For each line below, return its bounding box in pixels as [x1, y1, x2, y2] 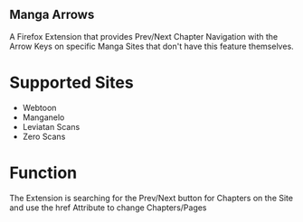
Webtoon [22, 102, 57, 113]
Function [9, 162, 78, 183]
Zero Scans [22, 131, 66, 142]
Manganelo [22, 112, 65, 123]
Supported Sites [9, 72, 134, 93]
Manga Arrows [9, 7, 95, 23]
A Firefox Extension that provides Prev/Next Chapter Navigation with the [9, 31, 279, 42]
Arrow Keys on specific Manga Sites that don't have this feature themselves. [9, 41, 294, 51]
